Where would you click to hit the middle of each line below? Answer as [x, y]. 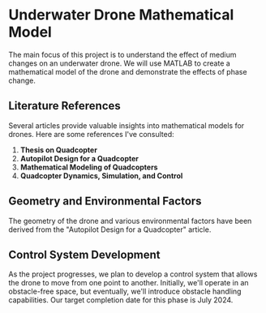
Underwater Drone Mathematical [121, 15]
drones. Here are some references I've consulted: [91, 134]
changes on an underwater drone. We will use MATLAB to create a [120, 63]
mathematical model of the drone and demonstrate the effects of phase [128, 71]
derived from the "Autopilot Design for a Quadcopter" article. [110, 229]
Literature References [65, 106]
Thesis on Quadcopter [58, 150]
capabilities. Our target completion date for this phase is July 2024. [121, 300]
